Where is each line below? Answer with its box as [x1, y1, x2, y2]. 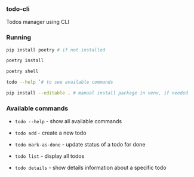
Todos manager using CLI [6, 19, 70, 26]
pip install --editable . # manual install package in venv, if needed [6, 90, 188, 96]
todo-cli [6, 5, 30, 13]
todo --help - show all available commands [14, 118, 122, 125]
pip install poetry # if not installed [6, 47, 106, 53]
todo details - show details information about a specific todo [14, 164, 167, 172]
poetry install [6, 57, 44, 64]
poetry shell [6, 68, 39, 75]
